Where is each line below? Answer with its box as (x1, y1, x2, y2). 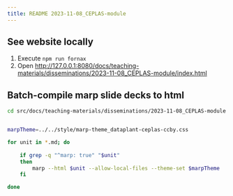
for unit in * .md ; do (7, 139, 70, 146)
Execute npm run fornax (17, 54, 87, 63)
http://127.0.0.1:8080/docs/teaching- (34, 62, 140, 70)
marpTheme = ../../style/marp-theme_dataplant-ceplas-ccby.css (7, 126, 189, 133)
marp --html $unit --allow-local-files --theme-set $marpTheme (32, 165, 220, 172)
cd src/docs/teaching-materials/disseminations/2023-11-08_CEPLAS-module (7, 108, 227, 115)
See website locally (7, 36, 94, 48)
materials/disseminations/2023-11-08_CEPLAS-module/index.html (17, 69, 207, 77)
